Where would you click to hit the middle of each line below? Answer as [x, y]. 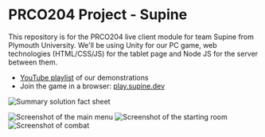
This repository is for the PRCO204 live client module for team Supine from [131, 37]
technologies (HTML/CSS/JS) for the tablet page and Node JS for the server [133, 53]
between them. [33, 62]
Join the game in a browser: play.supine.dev [92, 86]
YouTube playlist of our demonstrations [84, 77]
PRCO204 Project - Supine [98, 15]
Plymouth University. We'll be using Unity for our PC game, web [113, 45]
